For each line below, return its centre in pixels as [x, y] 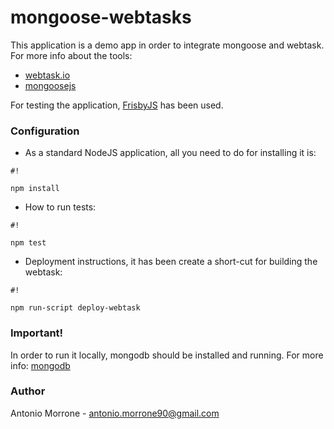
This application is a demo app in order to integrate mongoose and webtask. [167, 45]
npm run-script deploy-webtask [75, 308]
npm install [35, 189]
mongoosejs [50, 85]
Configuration [45, 131]
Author [28, 391]
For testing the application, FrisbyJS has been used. [117, 105]
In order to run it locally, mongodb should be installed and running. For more [167, 355]
